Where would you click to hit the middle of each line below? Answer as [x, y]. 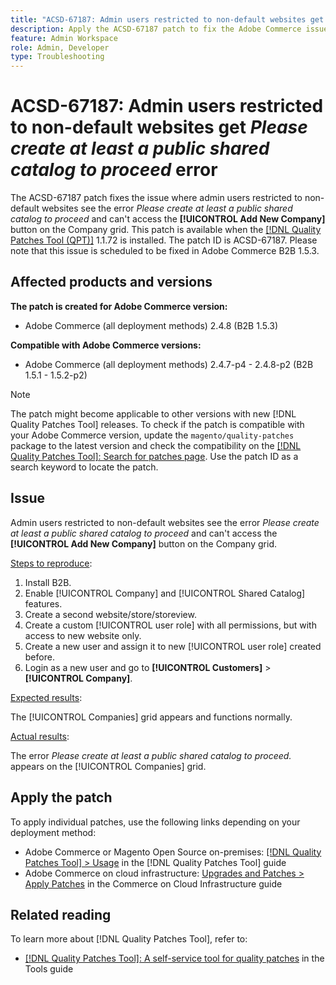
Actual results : [40, 736]
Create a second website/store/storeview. [110, 614]
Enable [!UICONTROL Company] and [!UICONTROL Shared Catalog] [165, 593]
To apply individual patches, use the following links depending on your [155, 822]
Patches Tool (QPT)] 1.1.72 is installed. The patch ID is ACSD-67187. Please [164, 240]
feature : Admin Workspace [64, 38]
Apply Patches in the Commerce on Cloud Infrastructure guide [153, 883]
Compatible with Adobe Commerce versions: [106, 345]
